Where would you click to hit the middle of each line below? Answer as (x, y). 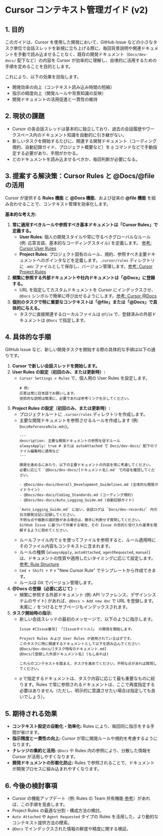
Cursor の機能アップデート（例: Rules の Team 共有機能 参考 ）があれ (81, 799)
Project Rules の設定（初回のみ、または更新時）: (61, 408)
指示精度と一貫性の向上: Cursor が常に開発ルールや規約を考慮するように (85, 739)
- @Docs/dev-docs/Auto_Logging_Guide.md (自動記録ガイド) (77, 500)
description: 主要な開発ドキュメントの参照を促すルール (70, 441)
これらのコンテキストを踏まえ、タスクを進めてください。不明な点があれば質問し (88, 664)
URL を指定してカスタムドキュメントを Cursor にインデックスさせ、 (87, 290)
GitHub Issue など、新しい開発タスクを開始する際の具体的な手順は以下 (76, 350)
